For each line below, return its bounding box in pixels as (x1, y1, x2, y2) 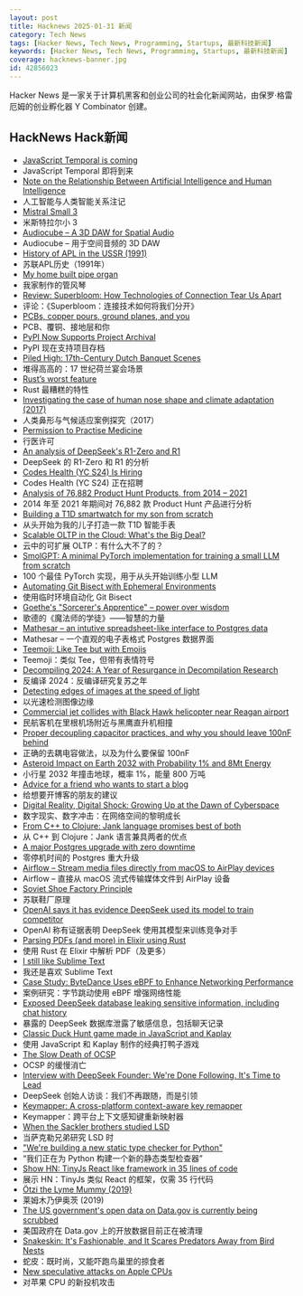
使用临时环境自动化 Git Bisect (22, 591, 133, 602)
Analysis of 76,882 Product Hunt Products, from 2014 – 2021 (22, 487, 248, 498)
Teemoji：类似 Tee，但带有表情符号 (22, 654, 155, 665)
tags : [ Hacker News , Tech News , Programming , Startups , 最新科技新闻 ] (9, 38, 272, 48)
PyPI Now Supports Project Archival (22, 331, 156, 342)
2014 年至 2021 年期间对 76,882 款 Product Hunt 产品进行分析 (22, 498, 252, 509)
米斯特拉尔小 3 (22, 216, 78, 227)
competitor (22, 913, 64, 924)
